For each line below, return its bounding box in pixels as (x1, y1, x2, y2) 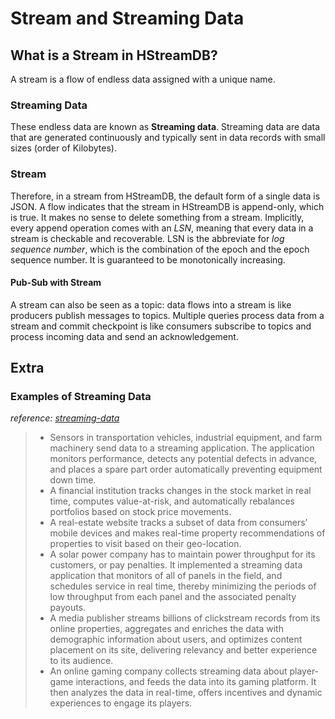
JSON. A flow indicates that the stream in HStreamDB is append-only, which (10, 200, 325, 212)
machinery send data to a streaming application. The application (49, 442, 315, 454)
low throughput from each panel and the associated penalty (49, 591, 297, 603)
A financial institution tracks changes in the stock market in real (49, 485, 312, 497)
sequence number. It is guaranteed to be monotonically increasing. (10, 253, 286, 266)
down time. (49, 474, 97, 486)
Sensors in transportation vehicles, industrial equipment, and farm (49, 432, 323, 444)
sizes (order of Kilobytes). (10, 142, 117, 154)
